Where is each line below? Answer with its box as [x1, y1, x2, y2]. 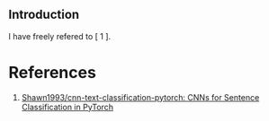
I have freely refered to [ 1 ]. [8, 30, 112, 41]
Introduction [8, 7, 80, 22]
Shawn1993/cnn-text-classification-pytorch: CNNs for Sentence [21, 91, 260, 102]
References [8, 63, 96, 82]
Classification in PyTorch [21, 101, 114, 112]
